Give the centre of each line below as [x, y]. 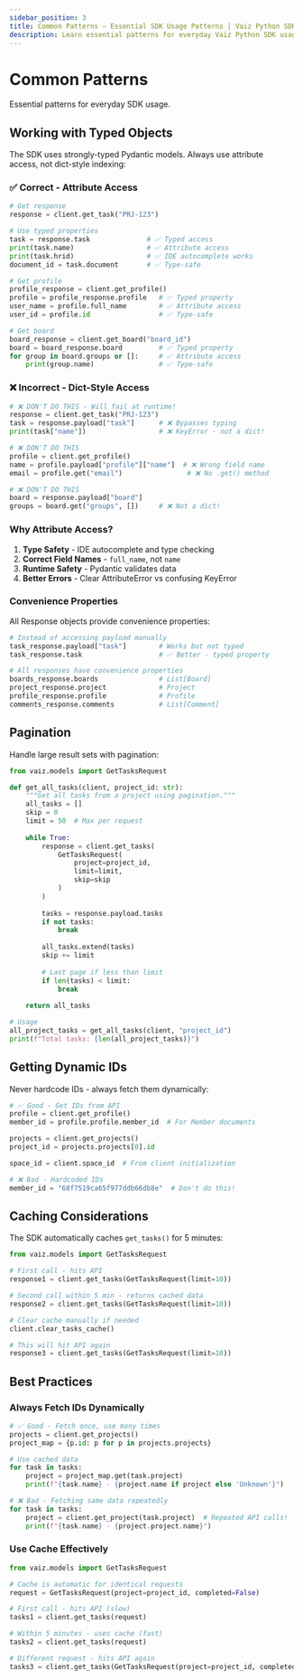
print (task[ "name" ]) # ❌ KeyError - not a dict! [137, 432]
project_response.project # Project [102, 688]
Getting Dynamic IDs [69, 1067]
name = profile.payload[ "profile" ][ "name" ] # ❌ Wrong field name [137, 465]
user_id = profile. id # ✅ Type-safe [111, 315]
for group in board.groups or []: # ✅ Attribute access [125, 356]
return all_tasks [58, 1006]
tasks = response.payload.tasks [103, 913]
